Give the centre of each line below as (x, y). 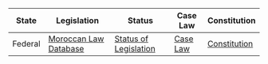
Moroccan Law (76, 39)
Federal (27, 44)
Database (66, 49)
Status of (132, 39)
